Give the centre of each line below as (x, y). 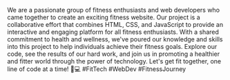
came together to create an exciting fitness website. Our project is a (104, 17)
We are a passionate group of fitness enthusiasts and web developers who (113, 10)
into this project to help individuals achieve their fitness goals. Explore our (112, 47)
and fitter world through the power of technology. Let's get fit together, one (114, 61)
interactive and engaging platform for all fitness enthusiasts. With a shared (113, 32)
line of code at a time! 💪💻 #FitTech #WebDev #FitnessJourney (97, 69)
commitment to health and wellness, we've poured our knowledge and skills (115, 39)
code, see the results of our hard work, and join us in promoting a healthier (113, 54)
